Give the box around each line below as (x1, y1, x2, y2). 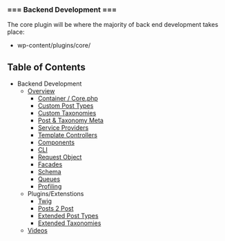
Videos (27, 226, 48, 235)
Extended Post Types (37, 212, 99, 220)
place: (7, 28, 26, 36)
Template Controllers (37, 131, 98, 139)
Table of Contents (7, 61, 86, 73)
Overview (27, 87, 55, 95)
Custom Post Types (37, 102, 94, 110)
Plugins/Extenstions (27, 190, 84, 198)
